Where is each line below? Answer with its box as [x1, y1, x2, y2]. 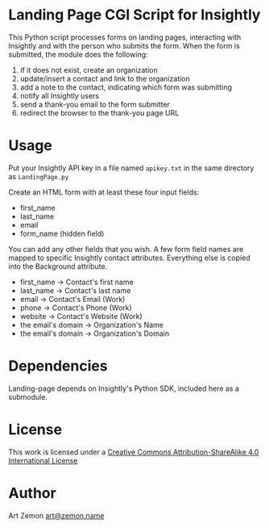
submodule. [8, 392, 48, 401]
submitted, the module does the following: [8, 49, 148, 59]
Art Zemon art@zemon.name [8, 510, 105, 520]
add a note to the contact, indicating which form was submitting [19, 82, 232, 92]
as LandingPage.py [8, 171, 69, 181]
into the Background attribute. [8, 261, 108, 271]
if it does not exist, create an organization [19, 65, 159, 74]
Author [8, 484, 56, 502]
